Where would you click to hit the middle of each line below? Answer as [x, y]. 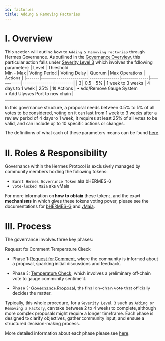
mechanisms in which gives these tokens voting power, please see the [77, 201]
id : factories [20, 10]
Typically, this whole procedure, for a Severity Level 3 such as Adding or [80, 303]
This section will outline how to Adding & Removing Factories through [75, 52]
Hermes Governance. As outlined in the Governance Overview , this [73, 57]
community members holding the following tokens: [56, 172]
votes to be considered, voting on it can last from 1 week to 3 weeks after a [81, 113]
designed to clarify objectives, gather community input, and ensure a [75, 318]
